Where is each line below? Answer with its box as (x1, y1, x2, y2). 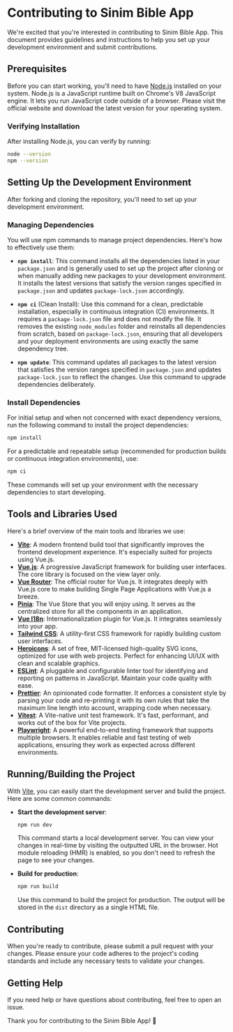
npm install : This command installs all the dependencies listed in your (17, 256, 220, 265)
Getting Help (7, 977, 63, 989)
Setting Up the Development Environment (7, 177, 192, 189)
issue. (7, 1003, 24, 1011)
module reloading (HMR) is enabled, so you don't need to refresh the (17, 848, 216, 857)
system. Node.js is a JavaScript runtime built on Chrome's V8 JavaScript (7, 89, 216, 97)
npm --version (7, 157, 49, 164)
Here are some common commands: (7, 794, 112, 802)
